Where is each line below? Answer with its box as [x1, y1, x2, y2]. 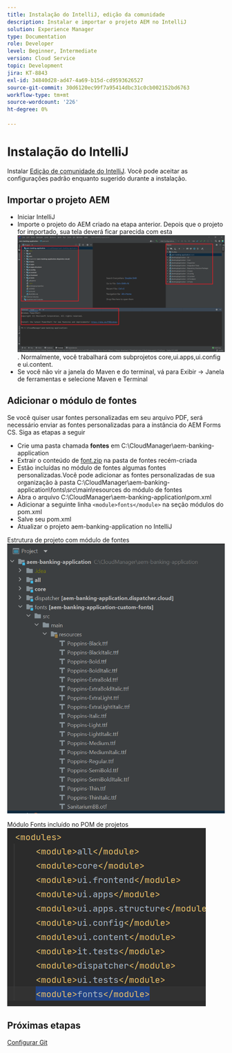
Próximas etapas [7, 1020, 81, 1032]
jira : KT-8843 [7, 69, 48, 76]
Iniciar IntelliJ [17, 212, 55, 221]
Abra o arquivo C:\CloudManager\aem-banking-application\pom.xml [17, 493, 212, 501]
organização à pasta [17, 478, 76, 486]
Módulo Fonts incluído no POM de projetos [7, 820, 129, 828]
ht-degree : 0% [7, 106, 48, 113]
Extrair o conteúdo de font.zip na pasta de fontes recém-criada [17, 456, 197, 464]
